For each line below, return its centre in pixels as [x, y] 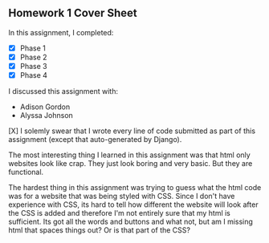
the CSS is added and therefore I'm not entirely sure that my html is [119, 213]
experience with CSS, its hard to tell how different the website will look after [133, 205]
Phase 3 [33, 66]
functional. [26, 172]
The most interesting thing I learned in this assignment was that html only [129, 155]
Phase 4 [34, 75]
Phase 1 [33, 48]
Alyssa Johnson [47, 115]
